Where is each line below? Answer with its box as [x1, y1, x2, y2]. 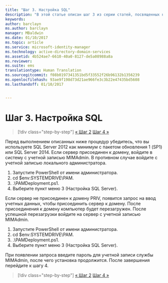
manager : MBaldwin [5, 31, 43, 36]
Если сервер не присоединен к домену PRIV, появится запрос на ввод [5, 195, 156, 201]
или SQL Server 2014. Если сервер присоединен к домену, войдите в [5, 149, 152, 155]
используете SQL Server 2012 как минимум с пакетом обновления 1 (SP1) [5, 144, 162, 150]
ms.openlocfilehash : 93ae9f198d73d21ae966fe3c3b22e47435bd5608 [5, 77, 140, 82]
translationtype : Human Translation [5, 68, 81, 73]
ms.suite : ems [5, 63, 35, 68]
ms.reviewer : [5, 59, 32, 64]
